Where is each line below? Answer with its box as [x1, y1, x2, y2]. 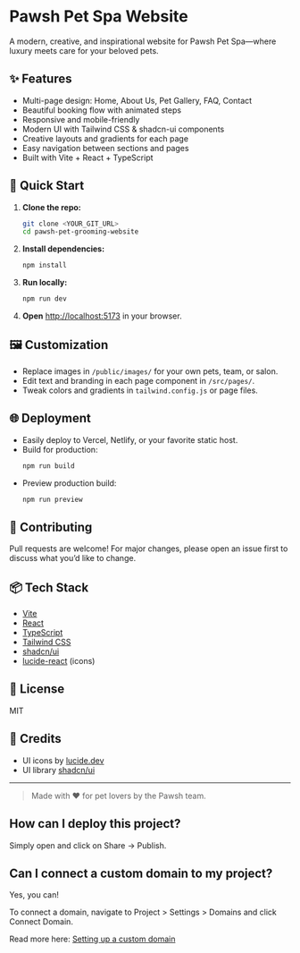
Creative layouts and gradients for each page [21, 132, 189, 144]
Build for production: [21, 444, 98, 455]
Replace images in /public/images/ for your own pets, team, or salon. [21, 365, 279, 377]
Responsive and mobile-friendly [21, 114, 140, 124]
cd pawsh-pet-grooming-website [21, 227, 139, 236]
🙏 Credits [9, 731, 62, 746]
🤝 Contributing [9, 519, 93, 534]
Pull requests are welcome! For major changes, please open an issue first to [9, 543, 288, 554]
